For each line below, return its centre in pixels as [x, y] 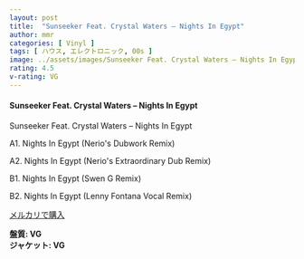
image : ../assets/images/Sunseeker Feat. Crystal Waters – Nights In [143, 60]
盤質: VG [26, 234]
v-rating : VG [34, 77]
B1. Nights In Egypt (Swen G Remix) [76, 178]
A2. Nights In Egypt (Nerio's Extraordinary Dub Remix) [110, 160]
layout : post [34, 18]
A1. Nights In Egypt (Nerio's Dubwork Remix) [92, 143]
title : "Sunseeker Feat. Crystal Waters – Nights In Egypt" [127, 26]
